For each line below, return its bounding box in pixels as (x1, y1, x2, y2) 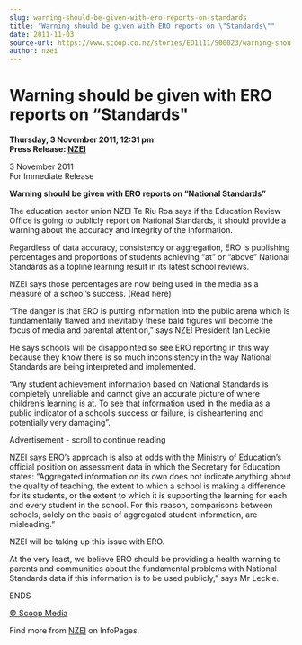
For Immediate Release (9, 171, 94, 182)
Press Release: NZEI (9, 144, 87, 155)
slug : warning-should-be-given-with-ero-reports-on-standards (9, 13, 247, 22)
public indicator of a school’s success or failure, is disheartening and (9, 408, 263, 418)
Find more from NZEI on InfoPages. (9, 625, 140, 636)
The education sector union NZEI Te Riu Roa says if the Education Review (9, 206, 281, 217)
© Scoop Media (9, 608, 68, 619)
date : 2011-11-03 (9, 30, 75, 39)
